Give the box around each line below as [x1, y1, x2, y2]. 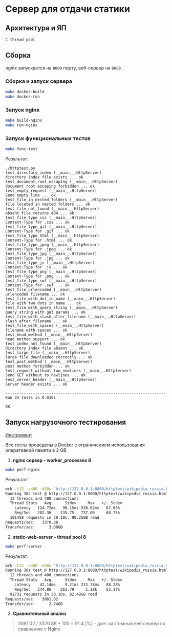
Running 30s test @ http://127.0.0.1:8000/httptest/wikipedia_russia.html [5, 491, 168, 496]
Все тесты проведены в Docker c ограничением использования [5, 442, 145, 448]
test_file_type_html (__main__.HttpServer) [5, 233, 100, 239]
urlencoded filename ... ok [5, 292, 66, 297]
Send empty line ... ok [5, 193, 56, 198]
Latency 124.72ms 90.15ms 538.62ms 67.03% [14, 505, 120, 511]
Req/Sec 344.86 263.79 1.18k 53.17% [14, 587, 120, 592]
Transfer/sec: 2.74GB [5, 601, 63, 607]
